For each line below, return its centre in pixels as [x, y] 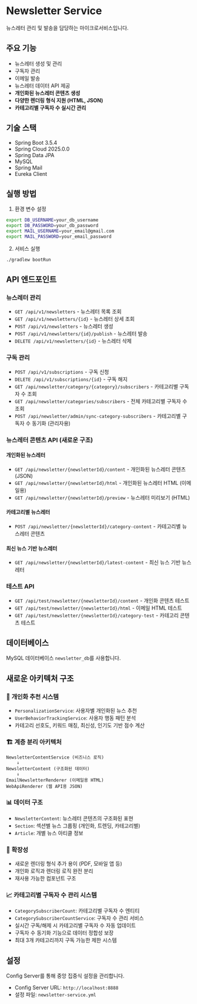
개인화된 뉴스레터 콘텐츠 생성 [47, 93]
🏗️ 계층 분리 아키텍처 [34, 742]
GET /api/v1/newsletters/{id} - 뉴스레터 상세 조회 [75, 319]
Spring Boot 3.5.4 [36, 142]
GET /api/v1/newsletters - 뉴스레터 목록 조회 [68, 312]
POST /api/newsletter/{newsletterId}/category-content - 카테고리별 [98, 526]
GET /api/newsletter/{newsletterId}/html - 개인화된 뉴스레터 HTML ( [98, 483]
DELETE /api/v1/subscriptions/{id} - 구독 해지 [71, 379]
